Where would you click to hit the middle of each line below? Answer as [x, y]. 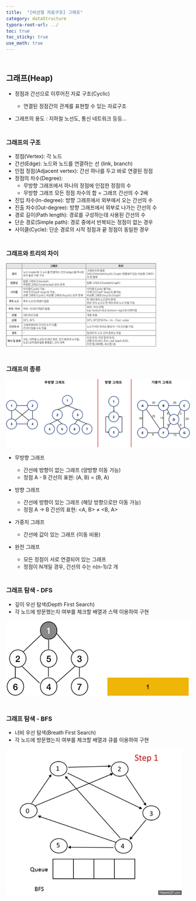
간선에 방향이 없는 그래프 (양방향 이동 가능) [72, 470]
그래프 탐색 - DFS [29, 591]
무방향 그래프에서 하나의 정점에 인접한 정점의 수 [77, 186]
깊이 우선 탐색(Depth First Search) [55, 604]
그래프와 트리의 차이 [32, 254]
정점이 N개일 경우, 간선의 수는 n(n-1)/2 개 [71, 566]
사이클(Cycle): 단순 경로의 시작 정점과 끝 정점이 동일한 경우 [82, 230]
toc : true [18, 31]
